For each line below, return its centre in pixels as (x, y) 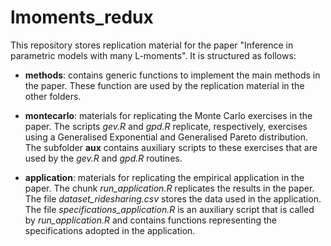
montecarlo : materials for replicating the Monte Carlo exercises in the (168, 115)
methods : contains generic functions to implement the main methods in (172, 75)
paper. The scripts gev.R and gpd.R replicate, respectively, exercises (166, 126)
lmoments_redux (82, 17)
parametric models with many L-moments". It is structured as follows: (153, 55)
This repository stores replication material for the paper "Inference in (152, 45)
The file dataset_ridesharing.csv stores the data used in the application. (173, 198)
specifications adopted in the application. (110, 230)
